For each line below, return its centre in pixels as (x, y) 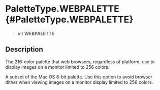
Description (24, 49)
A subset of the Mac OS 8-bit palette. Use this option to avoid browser (79, 77)
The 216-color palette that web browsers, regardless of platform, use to (80, 62)
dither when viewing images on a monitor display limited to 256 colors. (79, 82)
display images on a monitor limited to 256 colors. (57, 67)
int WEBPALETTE (36, 33)
